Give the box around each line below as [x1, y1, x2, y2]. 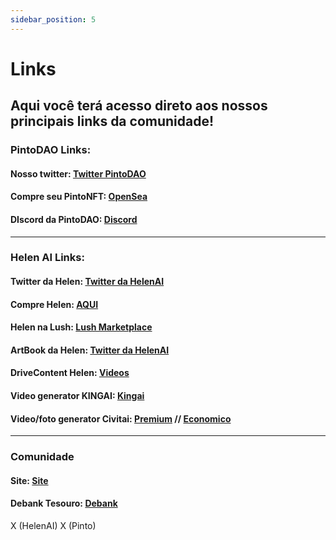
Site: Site [10, 474, 49, 486]
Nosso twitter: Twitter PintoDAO [10, 167, 147, 180]
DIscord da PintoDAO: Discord [10, 213, 138, 225]
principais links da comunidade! [10, 113, 215, 130]
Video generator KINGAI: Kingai [10, 390, 145, 401]
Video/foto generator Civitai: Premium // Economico [10, 412, 232, 425]
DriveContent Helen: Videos [10, 367, 130, 379]
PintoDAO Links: [10, 143, 92, 157]
